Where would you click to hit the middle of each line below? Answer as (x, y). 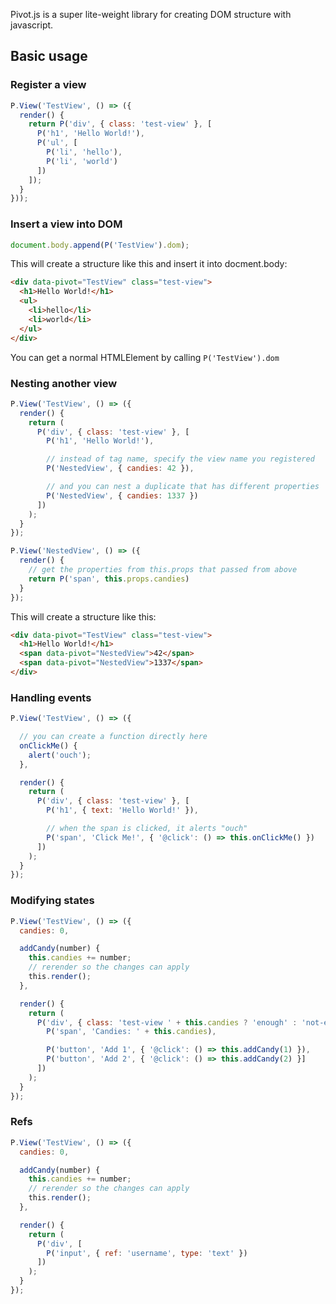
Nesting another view (64, 383)
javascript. (32, 25)
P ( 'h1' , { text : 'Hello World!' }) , (122, 810)
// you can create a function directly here (113, 737)
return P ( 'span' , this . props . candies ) (109, 579)
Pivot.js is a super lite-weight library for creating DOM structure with (151, 14)
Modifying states (52, 901)
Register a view (48, 85)
